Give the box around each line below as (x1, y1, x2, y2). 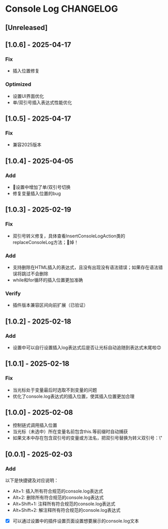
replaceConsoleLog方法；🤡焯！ (12, 239, 79, 245)
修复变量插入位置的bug (12, 190, 61, 196)
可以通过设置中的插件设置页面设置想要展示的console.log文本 (12, 518, 139, 524)
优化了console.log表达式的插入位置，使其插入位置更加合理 (12, 393, 135, 399)
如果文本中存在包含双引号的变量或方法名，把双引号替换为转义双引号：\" (12, 435, 163, 441)
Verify (5, 290, 21, 297)
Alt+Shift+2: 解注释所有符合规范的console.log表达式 (12, 507, 120, 513)
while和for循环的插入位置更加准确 (12, 277, 83, 283)
